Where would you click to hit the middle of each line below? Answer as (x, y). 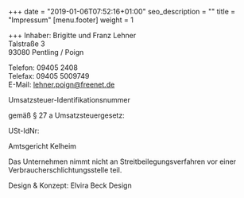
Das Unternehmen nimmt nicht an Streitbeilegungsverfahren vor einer (122, 161)
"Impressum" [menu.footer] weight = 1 (71, 20)
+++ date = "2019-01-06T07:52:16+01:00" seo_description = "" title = (122, 12)
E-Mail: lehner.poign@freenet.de (62, 84)
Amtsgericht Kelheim (43, 146)
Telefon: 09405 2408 (43, 68)
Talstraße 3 (27, 44)
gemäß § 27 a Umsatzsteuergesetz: (66, 115)
